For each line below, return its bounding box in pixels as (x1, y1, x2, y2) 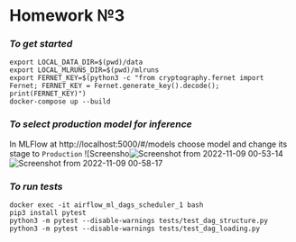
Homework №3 (9, 5, 125, 26)
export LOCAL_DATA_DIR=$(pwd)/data (9, 58, 143, 67)
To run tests (9, 180, 63, 193)
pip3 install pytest (9, 209, 88, 218)
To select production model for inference (9, 118, 192, 130)
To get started (9, 38, 73, 50)
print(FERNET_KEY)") (9, 89, 88, 99)
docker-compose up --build (9, 97, 111, 106)
